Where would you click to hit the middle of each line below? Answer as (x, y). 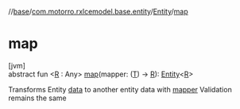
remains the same (37, 98)
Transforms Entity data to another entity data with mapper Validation (120, 89)
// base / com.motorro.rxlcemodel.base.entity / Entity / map (98, 12)
